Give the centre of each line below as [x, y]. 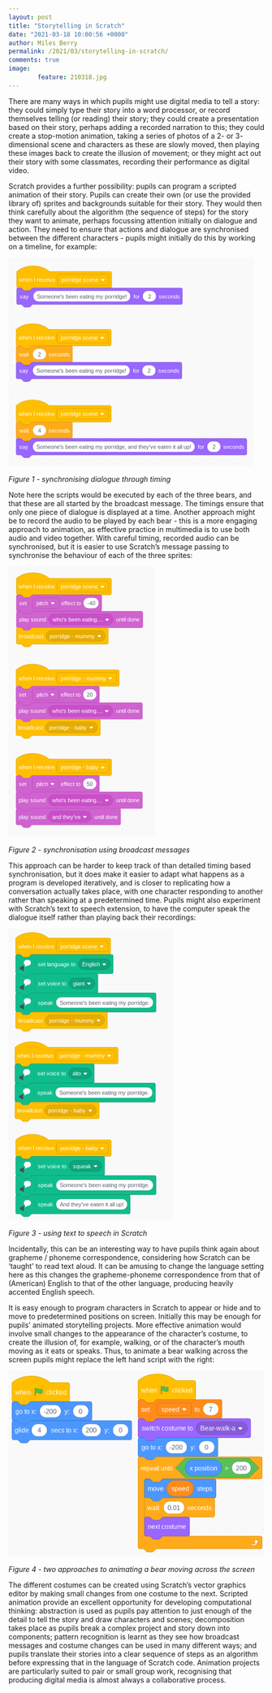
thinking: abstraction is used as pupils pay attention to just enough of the [130, 1611]
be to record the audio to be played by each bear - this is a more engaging [133, 521]
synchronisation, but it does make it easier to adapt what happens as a [127, 874]
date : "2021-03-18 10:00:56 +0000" [69, 34]
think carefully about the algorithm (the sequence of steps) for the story [129, 212]
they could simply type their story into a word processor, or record [119, 110]
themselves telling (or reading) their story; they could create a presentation [134, 119]
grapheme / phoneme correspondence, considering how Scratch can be [130, 1257]
